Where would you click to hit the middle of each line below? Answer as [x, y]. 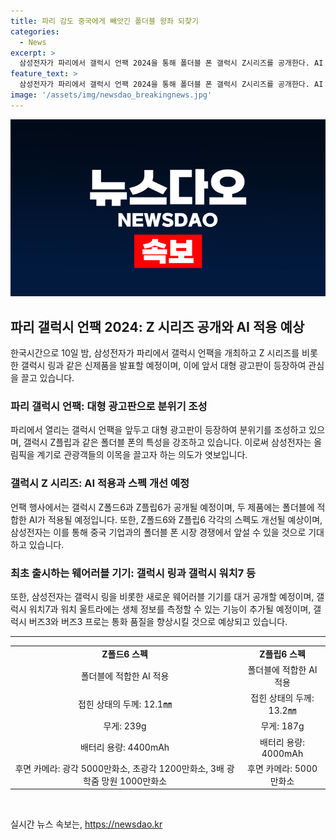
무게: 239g [125, 726]
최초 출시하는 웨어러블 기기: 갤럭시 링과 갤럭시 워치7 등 [133, 573]
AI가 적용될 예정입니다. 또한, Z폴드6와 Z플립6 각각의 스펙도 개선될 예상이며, [175, 519]
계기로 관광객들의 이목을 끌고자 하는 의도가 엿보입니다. [142, 455]
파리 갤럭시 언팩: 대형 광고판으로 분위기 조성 [109, 406]
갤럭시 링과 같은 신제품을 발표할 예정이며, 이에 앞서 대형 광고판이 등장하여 [163, 366]
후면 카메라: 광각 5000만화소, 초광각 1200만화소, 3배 [119, 768]
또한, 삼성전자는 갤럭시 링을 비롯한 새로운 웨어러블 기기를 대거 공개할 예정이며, [162, 596]
